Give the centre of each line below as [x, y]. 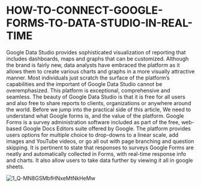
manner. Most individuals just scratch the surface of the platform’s [88, 78]
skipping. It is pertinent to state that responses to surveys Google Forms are [100, 148]
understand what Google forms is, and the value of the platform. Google [95, 116]
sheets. [15, 166]
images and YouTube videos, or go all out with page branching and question [100, 141]
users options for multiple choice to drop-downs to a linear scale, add [92, 134]
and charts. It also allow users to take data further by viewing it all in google [100, 160]
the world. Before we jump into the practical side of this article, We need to [99, 109]
